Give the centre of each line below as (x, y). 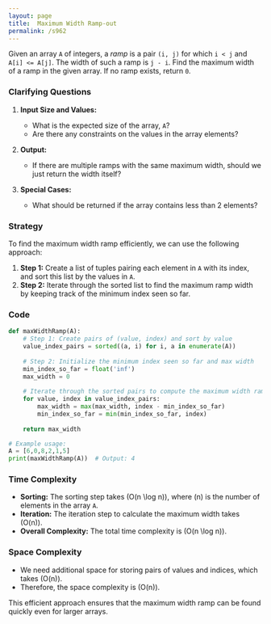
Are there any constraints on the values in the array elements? (135, 133)
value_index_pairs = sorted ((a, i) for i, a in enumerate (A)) (129, 347)
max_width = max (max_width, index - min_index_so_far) (131, 407)
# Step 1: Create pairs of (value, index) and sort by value (127, 339)
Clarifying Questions (50, 92)
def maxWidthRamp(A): (45, 331)
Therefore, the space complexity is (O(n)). (90, 587)
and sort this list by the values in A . (77, 276)
